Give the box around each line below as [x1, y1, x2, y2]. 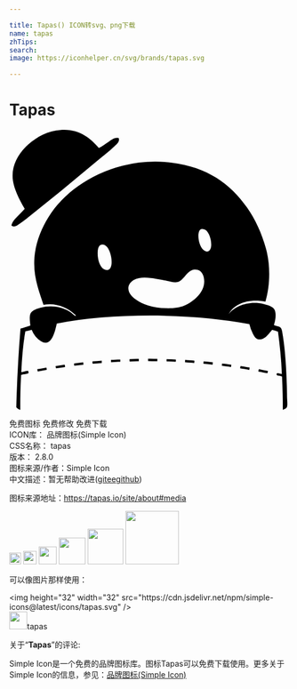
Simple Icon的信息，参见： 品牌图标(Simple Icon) [9, 669, 187, 680]
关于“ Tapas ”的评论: [9, 639, 81, 650]
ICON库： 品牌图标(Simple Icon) [9, 429, 127, 440]
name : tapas [9, 28, 53, 38]
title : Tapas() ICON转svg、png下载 [9, 20, 136, 29]
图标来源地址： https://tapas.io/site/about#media [9, 493, 187, 503]
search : [9, 45, 38, 54]
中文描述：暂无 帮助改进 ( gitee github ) [9, 474, 142, 485]
